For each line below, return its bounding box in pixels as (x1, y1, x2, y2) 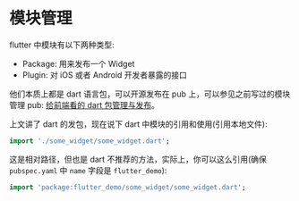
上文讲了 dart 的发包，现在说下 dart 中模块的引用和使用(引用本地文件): (9, 118, 269, 130)
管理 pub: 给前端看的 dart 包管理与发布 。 (9, 99, 159, 110)
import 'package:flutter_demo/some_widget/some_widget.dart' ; (9, 182, 246, 192)
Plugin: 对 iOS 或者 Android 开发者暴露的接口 (21, 69, 188, 80)
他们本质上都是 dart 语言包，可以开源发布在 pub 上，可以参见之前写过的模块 (9, 88, 291, 99)
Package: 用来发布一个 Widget (21, 58, 135, 69)
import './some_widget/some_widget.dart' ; (9, 136, 170, 146)
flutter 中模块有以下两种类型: (9, 39, 115, 50)
